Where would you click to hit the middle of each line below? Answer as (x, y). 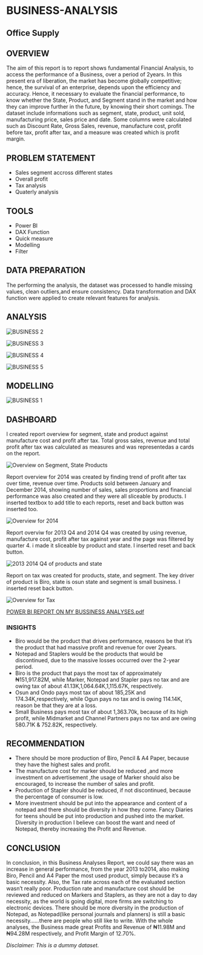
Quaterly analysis (37, 192)
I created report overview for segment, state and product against (87, 434)
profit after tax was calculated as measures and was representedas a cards (100, 447)
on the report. (23, 454)
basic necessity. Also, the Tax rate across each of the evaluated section (96, 882)
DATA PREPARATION (46, 270)
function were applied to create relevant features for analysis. (83, 298)
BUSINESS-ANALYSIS (62, 11)
